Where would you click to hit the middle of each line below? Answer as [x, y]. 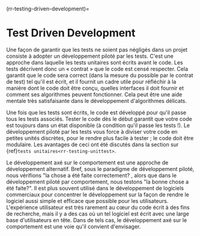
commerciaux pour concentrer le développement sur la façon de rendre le [98, 194]
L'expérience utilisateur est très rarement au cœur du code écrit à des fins [98, 207]
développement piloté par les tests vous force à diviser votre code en [92, 131]
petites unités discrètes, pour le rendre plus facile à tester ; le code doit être [100, 138]
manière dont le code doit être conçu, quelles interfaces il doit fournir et [95, 88]
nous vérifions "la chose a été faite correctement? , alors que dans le [92, 175]
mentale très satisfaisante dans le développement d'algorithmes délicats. [97, 101]
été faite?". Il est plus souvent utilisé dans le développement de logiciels [95, 188]
